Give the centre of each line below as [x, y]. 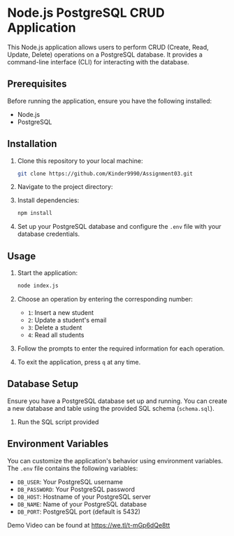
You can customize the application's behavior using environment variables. [115, 460]
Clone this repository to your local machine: [80, 161]
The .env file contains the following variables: [73, 468]
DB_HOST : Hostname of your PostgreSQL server [84, 496]
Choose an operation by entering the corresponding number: [105, 299]
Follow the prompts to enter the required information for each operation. [121, 348]
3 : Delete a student [55, 327]
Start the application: [47, 273]
